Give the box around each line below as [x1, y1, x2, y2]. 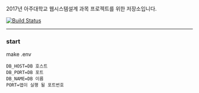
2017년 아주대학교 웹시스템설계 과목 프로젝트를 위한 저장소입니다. [6, 5, 157, 12]
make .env [6, 51, 31, 58]
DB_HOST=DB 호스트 [6, 63, 48, 69]
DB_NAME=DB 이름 [6, 76, 44, 82]
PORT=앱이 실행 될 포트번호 [6, 82, 64, 88]
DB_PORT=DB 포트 [6, 70, 44, 76]
